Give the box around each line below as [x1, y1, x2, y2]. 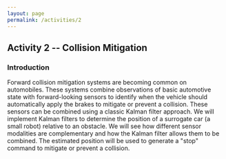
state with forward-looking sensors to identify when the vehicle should [7, 93, 208, 101]
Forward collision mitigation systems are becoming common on [7, 78, 187, 87]
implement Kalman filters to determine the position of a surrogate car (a [7, 115, 211, 123]
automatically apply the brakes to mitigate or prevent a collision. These [7, 100, 208, 109]
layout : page [7, 10, 45, 17]
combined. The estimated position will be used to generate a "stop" [7, 137, 198, 145]
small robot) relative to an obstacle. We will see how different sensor [7, 122, 202, 131]
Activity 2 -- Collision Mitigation [7, 42, 148, 54]
